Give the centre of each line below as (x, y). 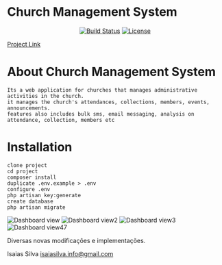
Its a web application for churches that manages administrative (102, 90)
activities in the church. (46, 96)
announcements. (29, 108)
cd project (23, 171)
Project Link (24, 44)
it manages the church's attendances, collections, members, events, (109, 102)
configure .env (29, 189)
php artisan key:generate (44, 195)
